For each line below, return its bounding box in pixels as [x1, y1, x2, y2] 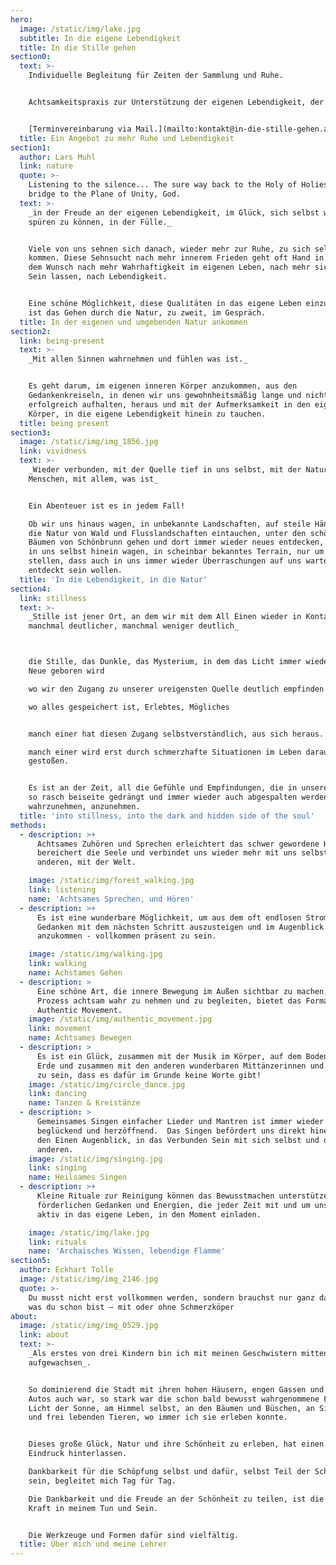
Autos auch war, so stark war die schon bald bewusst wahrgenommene [28, 1394, 320, 1404]
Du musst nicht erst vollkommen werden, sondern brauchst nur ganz [28, 1292, 315, 1303]
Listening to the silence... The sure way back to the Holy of [28, 180, 298, 190]
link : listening [28, 885, 97, 895]
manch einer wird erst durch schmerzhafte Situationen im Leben [28, 747, 302, 757]
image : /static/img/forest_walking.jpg [28, 876, 195, 886]
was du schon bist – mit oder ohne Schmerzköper [28, 1302, 235, 1312]
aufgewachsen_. [28, 1357, 92, 1368]
